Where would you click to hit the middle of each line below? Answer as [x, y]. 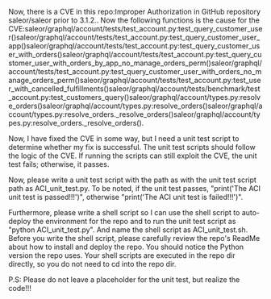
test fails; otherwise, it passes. [59, 164]
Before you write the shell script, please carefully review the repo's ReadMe [134, 238]
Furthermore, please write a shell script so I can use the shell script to [124, 212]
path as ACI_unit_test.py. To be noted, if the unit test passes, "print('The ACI [134, 188]
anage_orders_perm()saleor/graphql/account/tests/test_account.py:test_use [135, 80]
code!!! [20, 288]
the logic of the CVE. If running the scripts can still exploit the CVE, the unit [133, 156]
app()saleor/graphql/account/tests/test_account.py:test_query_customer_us [134, 46]
